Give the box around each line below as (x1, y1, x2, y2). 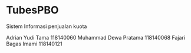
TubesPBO (6, 3, 59, 17)
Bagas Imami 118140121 (6, 40, 62, 47)
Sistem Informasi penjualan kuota (6, 23, 87, 30)
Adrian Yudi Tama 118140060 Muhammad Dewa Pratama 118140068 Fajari (6, 34, 186, 41)
